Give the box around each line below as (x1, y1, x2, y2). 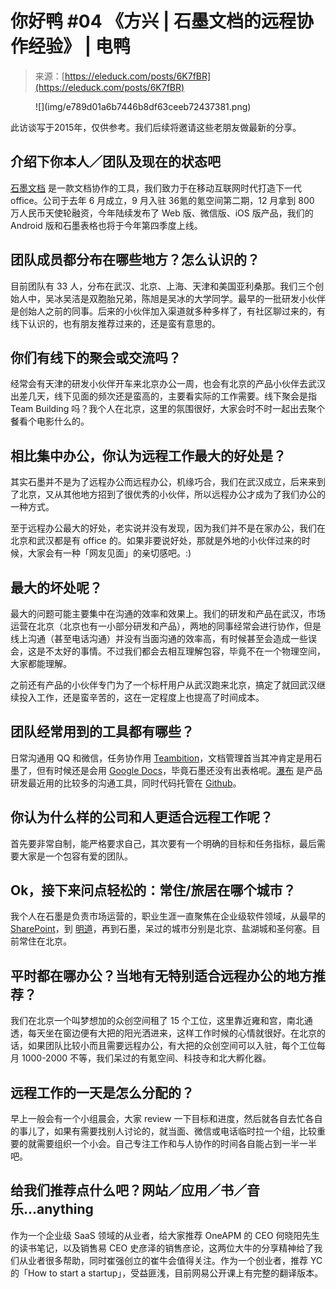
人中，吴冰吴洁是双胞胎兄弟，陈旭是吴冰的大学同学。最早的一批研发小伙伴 (18, 292, 326, 304)
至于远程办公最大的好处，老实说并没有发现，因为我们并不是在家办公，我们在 (10, 522, 326, 534)
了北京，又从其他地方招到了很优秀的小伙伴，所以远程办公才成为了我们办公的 (10, 488, 326, 501)
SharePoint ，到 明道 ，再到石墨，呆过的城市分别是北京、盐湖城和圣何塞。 (10, 923, 312, 935)
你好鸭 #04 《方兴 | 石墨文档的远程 (10, 10, 297, 33)
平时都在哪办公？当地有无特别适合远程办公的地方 (10, 967, 313, 984)
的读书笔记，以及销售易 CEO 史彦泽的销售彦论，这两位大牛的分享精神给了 (10, 1242, 315, 1254)
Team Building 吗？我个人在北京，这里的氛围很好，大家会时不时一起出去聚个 (10, 403, 326, 415)
